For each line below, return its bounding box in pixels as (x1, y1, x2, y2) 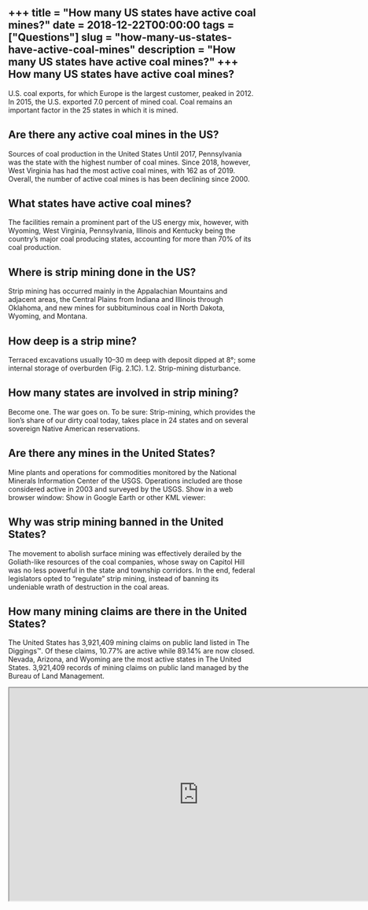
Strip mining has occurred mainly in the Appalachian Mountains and (8, 286, 228, 296)
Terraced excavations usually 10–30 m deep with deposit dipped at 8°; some (8, 356, 256, 365)
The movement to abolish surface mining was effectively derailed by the (8, 548, 242, 558)
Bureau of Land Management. (8, 672, 105, 681)
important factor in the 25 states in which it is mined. (8, 105, 178, 115)
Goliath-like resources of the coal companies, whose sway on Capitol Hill (8, 557, 245, 566)
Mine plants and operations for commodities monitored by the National (8, 467, 237, 477)
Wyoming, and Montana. (8, 311, 88, 321)
